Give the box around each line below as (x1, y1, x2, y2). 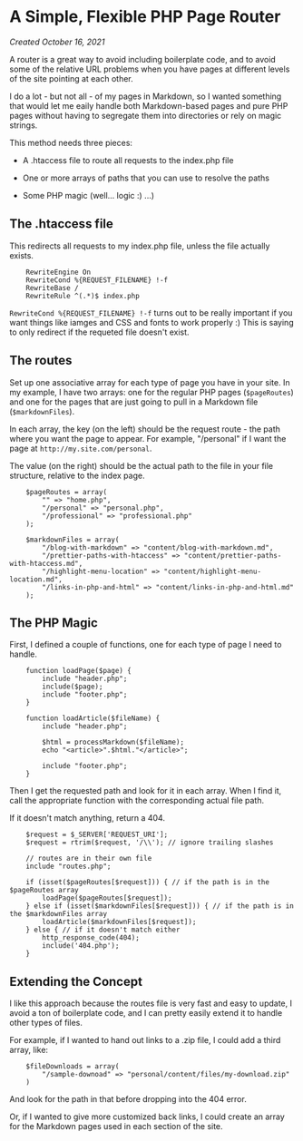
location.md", (9, 574, 64, 584)
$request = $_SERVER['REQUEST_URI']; (25, 830, 169, 840)
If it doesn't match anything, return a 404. (9, 813, 166, 824)
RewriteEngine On (25, 268, 92, 277)
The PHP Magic (9, 615, 98, 630)
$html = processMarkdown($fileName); (42, 737, 184, 747)
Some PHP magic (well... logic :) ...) (22, 190, 155, 200)
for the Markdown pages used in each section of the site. (9, 1121, 224, 1132)
